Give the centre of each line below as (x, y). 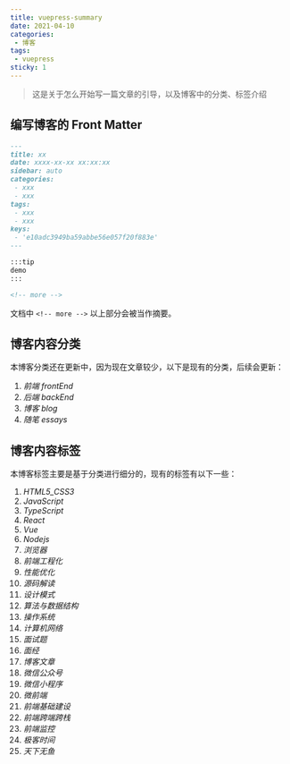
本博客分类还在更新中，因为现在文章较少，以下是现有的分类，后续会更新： (147, 367)
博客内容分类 (46, 344)
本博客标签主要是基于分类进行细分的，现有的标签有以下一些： (124, 474)
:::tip (22, 262)
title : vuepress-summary (56, 17)
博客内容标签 (46, 450)
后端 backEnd (48, 397)
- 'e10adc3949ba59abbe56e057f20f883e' (86, 238)
